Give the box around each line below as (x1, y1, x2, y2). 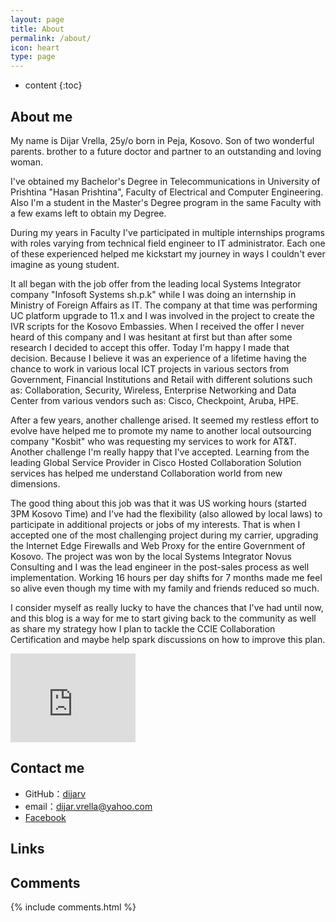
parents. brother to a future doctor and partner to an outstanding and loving (10, 145, 322, 157)
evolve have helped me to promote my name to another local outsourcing (10, 424, 312, 436)
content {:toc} (24, 79, 83, 91)
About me (10, 108, 73, 125)
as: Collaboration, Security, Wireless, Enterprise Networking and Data (10, 384, 297, 396)
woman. (10, 156, 44, 168)
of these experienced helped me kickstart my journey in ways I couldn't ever (10, 247, 326, 260)
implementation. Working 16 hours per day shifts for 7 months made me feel (10, 571, 323, 583)
